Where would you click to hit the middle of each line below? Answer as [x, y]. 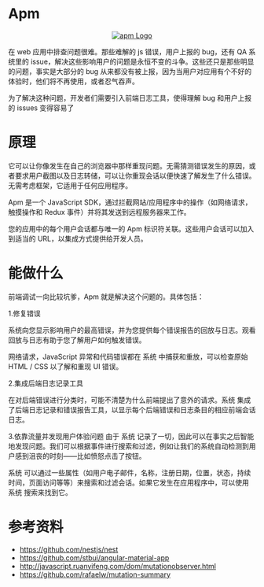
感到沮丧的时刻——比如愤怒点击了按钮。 [80, 456]
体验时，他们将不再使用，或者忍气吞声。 [73, 81]
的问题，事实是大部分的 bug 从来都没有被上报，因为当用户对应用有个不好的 [130, 71]
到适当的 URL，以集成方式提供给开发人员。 [78, 238]
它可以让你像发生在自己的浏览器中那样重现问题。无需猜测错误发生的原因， [128, 165]
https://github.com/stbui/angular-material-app [94, 557]
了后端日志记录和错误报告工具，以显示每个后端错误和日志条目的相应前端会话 [132, 409]
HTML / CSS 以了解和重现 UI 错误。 [66, 366]
